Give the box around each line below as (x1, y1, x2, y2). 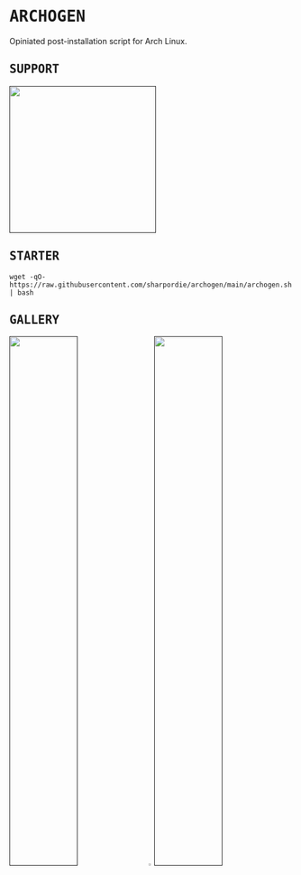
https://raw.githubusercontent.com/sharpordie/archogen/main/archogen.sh (9, 280, 293, 289)
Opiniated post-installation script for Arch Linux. (9, 35, 187, 46)
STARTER (9, 249, 60, 264)
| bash (9, 287, 34, 297)
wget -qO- (9, 272, 47, 281)
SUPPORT (9, 61, 60, 77)
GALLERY (9, 312, 60, 327)
